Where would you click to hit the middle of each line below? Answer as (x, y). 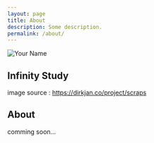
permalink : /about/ (36, 33)
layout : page (26, 14)
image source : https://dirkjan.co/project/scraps (77, 93)
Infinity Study (38, 76)
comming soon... (32, 132)
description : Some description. (55, 27)
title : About (26, 20)
